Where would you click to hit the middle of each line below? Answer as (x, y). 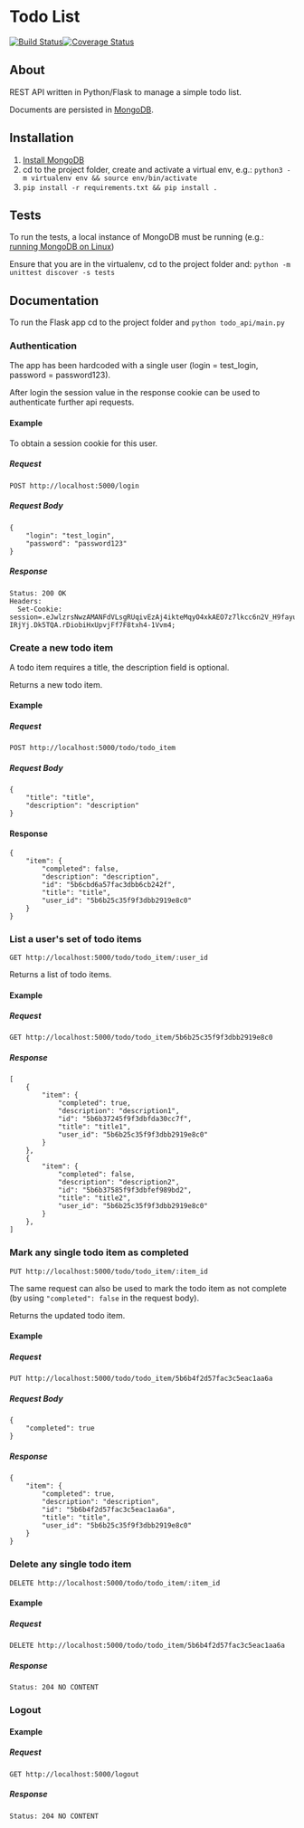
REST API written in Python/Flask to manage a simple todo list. (126, 91)
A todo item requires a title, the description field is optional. (119, 667)
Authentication (43, 346)
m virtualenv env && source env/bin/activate (109, 178)
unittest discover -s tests (62, 273)
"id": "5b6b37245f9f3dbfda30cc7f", (125, 1119)
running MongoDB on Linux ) (62, 247)
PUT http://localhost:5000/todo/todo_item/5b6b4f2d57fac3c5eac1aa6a (141, 1379)
